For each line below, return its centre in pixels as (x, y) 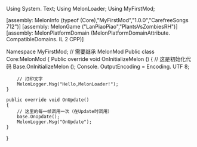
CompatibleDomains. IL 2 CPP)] (45, 39)
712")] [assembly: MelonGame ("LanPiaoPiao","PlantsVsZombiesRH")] (92, 27)
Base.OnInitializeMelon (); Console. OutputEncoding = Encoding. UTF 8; (101, 66)
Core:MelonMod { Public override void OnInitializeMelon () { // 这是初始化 (96, 59)
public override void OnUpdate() (48, 100)
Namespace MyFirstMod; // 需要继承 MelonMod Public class (81, 51)
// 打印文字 (30, 79)
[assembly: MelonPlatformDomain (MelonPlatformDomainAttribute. (88, 33)
